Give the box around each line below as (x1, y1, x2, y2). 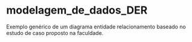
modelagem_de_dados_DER (6, 4, 148, 17)
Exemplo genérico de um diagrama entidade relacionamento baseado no (6, 23, 186, 30)
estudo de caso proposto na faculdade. (6, 29, 104, 36)
